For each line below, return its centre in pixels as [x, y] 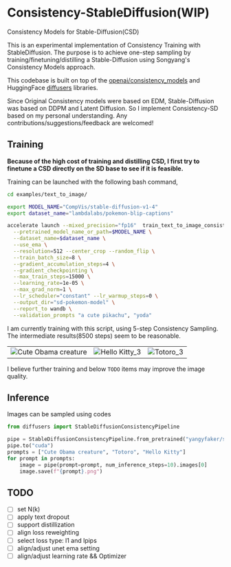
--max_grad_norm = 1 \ [43, 290]
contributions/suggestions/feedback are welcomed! [80, 122]
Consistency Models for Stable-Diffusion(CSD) [73, 32]
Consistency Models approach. [51, 67]
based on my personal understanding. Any [67, 116]
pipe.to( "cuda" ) [30, 446]
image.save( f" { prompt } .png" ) [61, 471]
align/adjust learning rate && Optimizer [72, 556]
